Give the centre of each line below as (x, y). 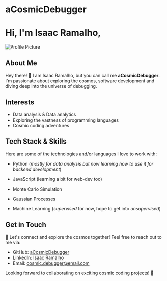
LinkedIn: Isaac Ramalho (38, 258)
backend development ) (37, 169)
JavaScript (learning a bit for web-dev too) (58, 179)
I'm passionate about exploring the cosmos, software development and (80, 81)
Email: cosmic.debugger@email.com (51, 263)
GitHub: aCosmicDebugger (41, 252)
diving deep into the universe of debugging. (51, 86)
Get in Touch (26, 225)
